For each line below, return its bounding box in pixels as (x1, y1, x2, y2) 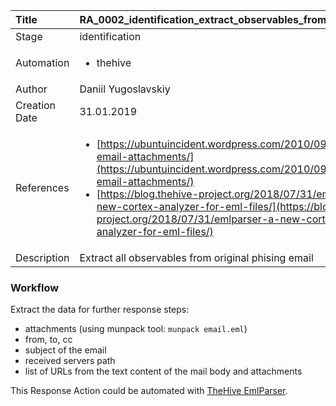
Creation (15, 99, 57, 112)
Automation (15, 56, 70, 69)
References (15, 181, 70, 194)
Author (15, 82, 48, 96)
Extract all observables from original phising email (79, 251, 314, 264)
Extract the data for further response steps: (10, 304, 190, 316)
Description (15, 251, 70, 264)
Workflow (10, 280, 60, 294)
